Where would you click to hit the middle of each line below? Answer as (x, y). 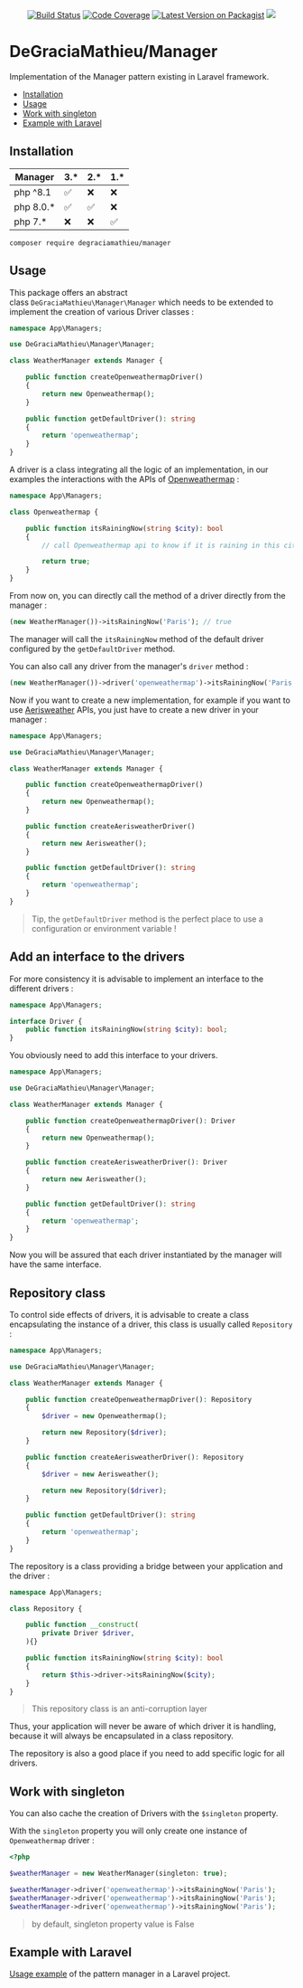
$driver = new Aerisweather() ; (101, 1474)
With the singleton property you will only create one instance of (129, 1831)
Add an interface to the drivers (97, 957)
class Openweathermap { (54, 512)
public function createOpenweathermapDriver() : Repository (139, 1399)
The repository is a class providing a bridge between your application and (146, 1566)
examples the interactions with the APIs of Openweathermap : (124, 479)
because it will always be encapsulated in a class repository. (122, 1736)
